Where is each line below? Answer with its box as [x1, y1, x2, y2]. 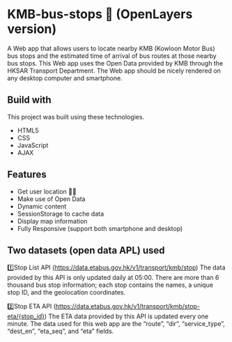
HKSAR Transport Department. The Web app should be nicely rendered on [7, 66, 222, 75]
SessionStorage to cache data [17, 209, 105, 218]
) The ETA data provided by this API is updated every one [44, 312, 209, 320]
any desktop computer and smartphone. [7, 73, 123, 82]
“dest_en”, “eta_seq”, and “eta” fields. [7, 327, 114, 336]
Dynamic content [17, 202, 67, 210]
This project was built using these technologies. [7, 112, 145, 121]
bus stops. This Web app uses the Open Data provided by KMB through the [7, 59, 224, 67]
